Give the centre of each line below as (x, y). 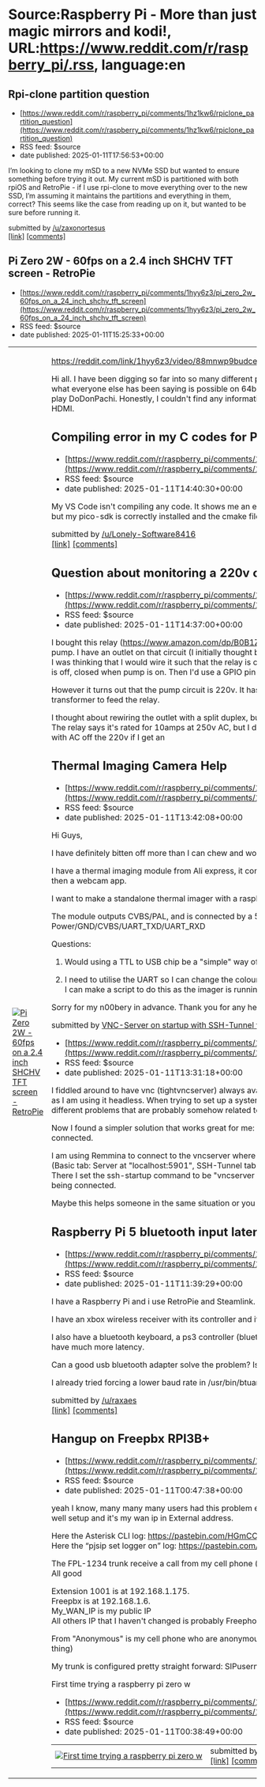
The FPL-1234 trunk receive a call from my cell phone (152, 1564)
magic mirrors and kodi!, (90, 31)
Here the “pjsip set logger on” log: (114, 1546)
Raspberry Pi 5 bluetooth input (140, 1232)
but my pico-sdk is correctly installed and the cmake (149, 517)
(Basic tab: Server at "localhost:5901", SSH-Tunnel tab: (155, 1166)
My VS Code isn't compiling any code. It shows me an (151, 506)
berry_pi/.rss (51, 65)
